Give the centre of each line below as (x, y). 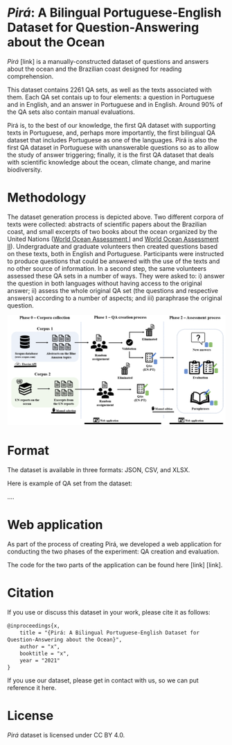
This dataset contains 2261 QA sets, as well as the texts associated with (110, 90)
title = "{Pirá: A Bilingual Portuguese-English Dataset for (109, 633)
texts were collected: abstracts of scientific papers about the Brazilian (107, 224)
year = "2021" (40, 660)
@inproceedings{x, (34, 626)
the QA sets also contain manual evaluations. (71, 112)
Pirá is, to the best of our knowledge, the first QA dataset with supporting (111, 125)
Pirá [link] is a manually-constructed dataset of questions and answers (108, 61)
